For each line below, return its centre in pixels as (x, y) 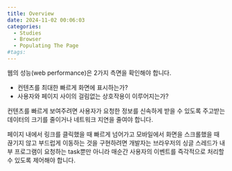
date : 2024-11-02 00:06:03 (46, 20)
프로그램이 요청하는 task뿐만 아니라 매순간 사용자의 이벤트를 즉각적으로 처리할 (119, 151)
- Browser (27, 39)
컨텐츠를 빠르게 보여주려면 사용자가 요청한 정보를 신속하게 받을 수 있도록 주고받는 (116, 111)
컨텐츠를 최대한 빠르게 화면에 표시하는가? (72, 87)
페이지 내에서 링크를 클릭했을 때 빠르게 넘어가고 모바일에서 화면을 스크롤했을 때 (114, 134)
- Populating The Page (46, 46)
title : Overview (30, 13)
